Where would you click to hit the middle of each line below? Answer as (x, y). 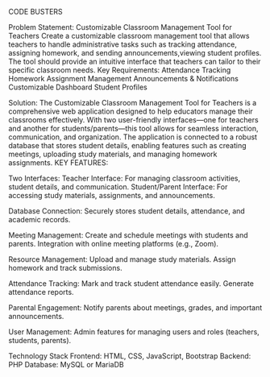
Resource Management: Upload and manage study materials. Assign (122, 259)
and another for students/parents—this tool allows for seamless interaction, (134, 128)
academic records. (39, 220)
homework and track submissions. (65, 268)
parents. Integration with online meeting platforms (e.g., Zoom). (114, 244)
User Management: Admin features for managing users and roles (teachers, (134, 332)
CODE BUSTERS (35, 12)
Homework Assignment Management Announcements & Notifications (124, 79)
